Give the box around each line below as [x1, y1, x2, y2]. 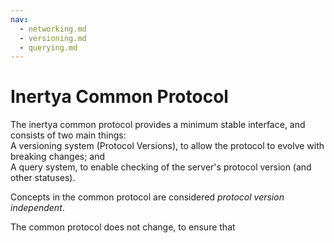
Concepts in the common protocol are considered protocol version [10, 191, 285, 203]
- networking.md [19, 24, 87, 34]
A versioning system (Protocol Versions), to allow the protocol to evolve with [10, 140, 325, 152]
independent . [10, 202, 65, 214]
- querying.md [19, 42, 78, 53]
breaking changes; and [10, 151, 106, 163]
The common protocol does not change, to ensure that [10, 221, 236, 233]
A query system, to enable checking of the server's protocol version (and [10, 161, 312, 173]
